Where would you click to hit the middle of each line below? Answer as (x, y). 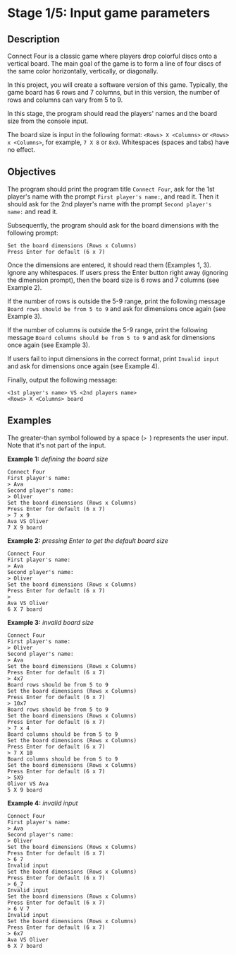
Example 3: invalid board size (50, 622)
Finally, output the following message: (62, 380)
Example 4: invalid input (43, 803)
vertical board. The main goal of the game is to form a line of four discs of (114, 64)
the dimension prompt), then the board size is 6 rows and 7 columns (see (113, 280)
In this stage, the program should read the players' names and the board (112, 113)
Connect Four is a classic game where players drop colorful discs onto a (112, 56)
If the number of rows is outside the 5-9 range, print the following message (116, 301)
